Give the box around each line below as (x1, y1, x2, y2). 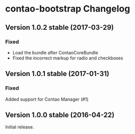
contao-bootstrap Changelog (5, 3, 130, 15)
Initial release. (5, 124, 34, 130)
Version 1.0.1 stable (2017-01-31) (5, 70, 109, 78)
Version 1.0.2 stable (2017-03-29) (5, 23, 114, 32)
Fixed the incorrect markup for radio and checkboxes (12, 55, 123, 61)
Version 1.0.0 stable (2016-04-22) (5, 110, 115, 119)
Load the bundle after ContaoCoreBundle (12, 49, 98, 55)
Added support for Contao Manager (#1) (5, 96, 89, 102)
